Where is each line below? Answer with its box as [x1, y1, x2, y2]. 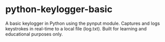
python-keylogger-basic [5, 4, 113, 15]
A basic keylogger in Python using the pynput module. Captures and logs [5, 20, 160, 26]
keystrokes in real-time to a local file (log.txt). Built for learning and [5, 25, 147, 31]
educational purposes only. [5, 31, 63, 37]
